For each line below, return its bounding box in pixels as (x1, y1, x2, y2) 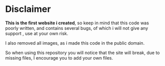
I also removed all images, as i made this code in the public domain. (5, 40, 145, 46)
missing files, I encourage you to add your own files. (5, 55, 113, 61)
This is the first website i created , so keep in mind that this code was (5, 20, 149, 26)
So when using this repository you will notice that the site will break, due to (5, 50, 160, 56)
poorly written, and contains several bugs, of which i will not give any (5, 25, 148, 31)
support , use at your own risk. (5, 30, 69, 36)
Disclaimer (5, 3, 51, 15)
